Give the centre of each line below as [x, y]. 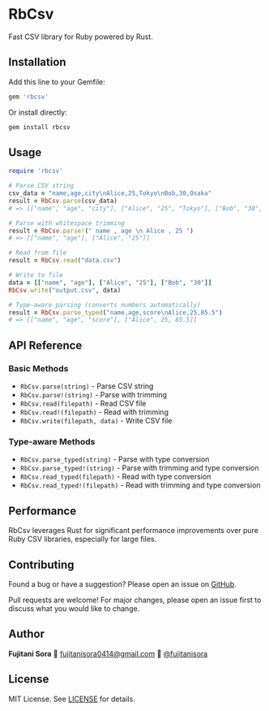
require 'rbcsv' [36, 171]
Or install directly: [38, 112]
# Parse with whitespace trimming [67, 223]
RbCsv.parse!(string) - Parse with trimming [94, 395]
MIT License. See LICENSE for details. [72, 699]
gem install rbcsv [39, 127]
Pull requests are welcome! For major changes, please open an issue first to [135, 600]
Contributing [41, 564]
